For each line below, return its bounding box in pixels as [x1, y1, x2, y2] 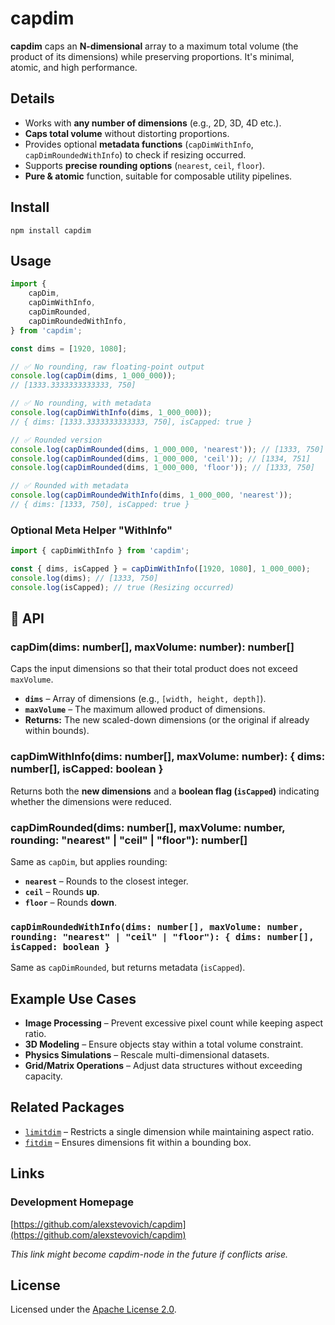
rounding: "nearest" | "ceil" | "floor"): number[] [10, 833, 248, 847]
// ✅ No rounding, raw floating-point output [10, 362, 205, 372]
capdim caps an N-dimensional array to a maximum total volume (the [10, 40, 299, 52]
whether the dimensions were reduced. [10, 795, 172, 807]
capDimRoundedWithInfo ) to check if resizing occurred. [24, 148, 247, 161]
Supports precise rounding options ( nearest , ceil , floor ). [24, 159, 265, 171]
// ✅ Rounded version [10, 435, 103, 445]
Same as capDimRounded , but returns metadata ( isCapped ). [10, 962, 246, 974]
